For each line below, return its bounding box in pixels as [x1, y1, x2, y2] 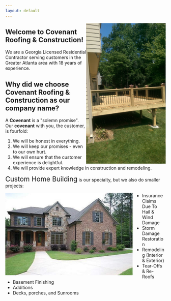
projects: [5, 183, 24, 189]
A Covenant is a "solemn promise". [5, 117, 79, 124]
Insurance [142, 193, 163, 199]
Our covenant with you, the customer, [5, 123, 85, 129]
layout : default [5, 8, 40, 13]
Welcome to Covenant [5, 28, 77, 37]
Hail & [142, 209, 155, 215]
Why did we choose [5, 80, 69, 88]
